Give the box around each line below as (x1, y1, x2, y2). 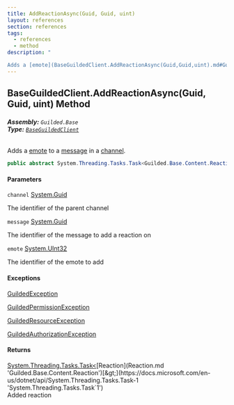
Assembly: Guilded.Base (7, 118, 79, 126)
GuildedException (7, 289, 58, 298)
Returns (7, 346, 31, 354)
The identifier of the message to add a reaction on (7, 231, 151, 239)
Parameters (7, 175, 42, 183)
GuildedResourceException (7, 316, 86, 324)
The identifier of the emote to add (7, 258, 104, 267)
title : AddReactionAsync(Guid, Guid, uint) (7, 10, 136, 17)
